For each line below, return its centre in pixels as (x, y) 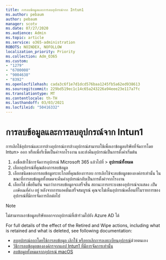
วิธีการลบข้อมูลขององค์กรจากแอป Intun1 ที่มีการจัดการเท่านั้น (63, 246)
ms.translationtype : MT (30, 93)
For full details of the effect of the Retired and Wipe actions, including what (83, 225)
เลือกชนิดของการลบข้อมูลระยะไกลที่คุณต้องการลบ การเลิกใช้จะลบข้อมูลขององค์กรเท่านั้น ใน (87, 173)
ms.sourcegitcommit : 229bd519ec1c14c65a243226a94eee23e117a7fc (73, 89)
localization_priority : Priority (40, 51)
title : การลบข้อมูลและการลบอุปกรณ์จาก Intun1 (45, 10)
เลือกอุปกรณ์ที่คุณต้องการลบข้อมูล (40, 167)
